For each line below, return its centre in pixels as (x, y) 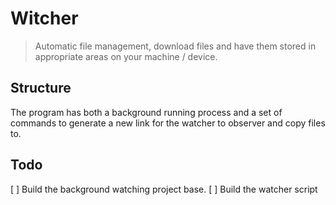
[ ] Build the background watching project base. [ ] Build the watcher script (164, 189)
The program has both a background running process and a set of (146, 112)
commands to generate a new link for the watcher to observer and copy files (168, 123)
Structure (41, 88)
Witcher (44, 18)
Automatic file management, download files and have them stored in (175, 46)
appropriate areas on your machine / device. (126, 56)
